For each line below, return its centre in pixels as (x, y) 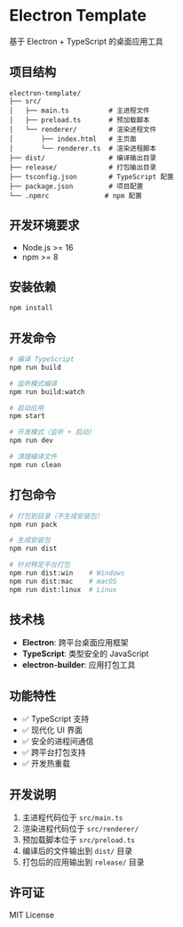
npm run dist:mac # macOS (63, 581)
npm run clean (36, 464)
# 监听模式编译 (33, 383)
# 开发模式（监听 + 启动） (52, 432)
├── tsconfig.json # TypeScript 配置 (91, 176)
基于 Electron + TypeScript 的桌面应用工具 (86, 41)
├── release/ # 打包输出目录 (83, 167)
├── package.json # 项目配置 (76, 186)
